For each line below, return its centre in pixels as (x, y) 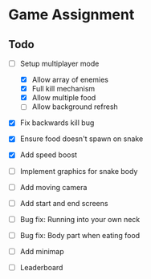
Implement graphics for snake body (79, 171)
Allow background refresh (75, 107)
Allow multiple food (64, 98)
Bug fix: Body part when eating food (80, 235)
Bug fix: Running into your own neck (80, 219)
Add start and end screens (64, 203)
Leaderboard (41, 267)
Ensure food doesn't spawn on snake (82, 139)
